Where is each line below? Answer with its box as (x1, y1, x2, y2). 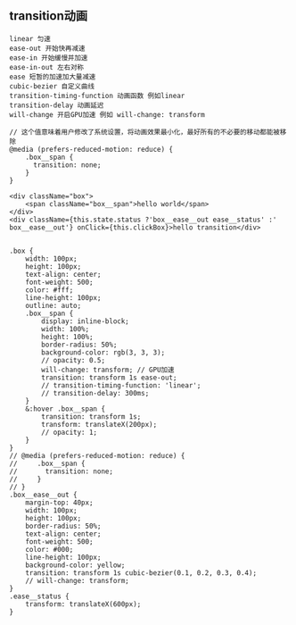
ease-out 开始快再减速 (9, 44, 86, 53)
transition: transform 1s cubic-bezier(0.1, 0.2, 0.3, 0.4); (25, 568, 257, 578)
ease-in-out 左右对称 (9, 62, 85, 71)
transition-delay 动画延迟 (9, 101, 104, 110)
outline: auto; (25, 301, 82, 310)
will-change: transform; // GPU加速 (41, 365, 175, 374)
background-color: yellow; (25, 561, 126, 570)
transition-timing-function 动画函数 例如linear (9, 91, 185, 100)
